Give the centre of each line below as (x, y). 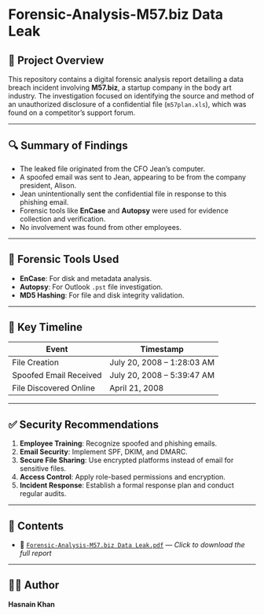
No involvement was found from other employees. (101, 227)
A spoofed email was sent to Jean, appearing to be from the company (132, 177)
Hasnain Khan (31, 604)
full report (36, 554)
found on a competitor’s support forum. (72, 113)
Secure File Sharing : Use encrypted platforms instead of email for (126, 460)
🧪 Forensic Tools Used (64, 259)
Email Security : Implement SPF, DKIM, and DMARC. (104, 452)
